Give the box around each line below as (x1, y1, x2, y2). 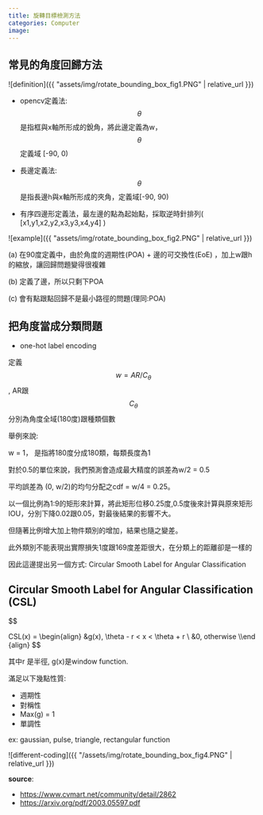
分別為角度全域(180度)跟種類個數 (8, 413, 116, 423)
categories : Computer (8, 19, 80, 27)
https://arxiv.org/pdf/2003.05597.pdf (19, 798, 141, 808)
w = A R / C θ (115, 370, 152, 382)
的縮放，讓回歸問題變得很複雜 (8, 260, 106, 269)
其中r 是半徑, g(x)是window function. (8, 656, 129, 666)
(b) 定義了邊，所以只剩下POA (8, 276, 104, 287)
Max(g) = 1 (19, 710, 56, 719)
